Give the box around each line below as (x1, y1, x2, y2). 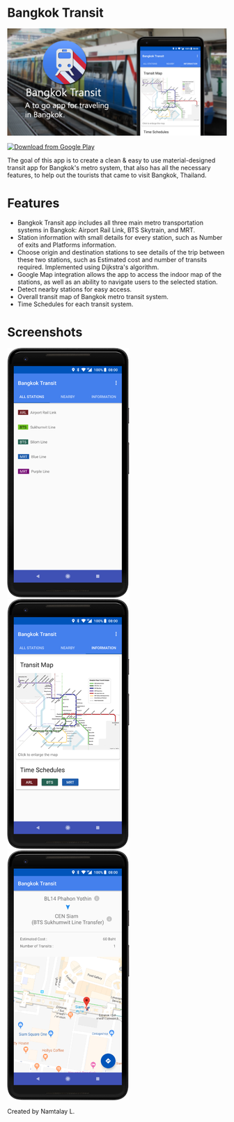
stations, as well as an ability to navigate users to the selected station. (17, 278, 218, 286)
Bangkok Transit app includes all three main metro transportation (17, 218, 204, 227)
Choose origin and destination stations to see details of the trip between (17, 248, 225, 256)
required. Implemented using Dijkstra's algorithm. (17, 263, 159, 271)
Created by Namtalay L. (7, 1107, 75, 1116)
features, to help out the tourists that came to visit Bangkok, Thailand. (7, 171, 207, 179)
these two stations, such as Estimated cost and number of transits (17, 255, 208, 264)
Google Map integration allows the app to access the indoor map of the (17, 270, 222, 278)
